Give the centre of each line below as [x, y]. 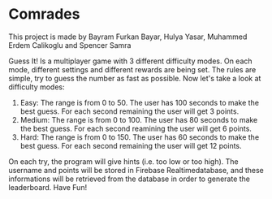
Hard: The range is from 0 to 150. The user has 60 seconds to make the [140, 137]
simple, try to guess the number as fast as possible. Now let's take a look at [135, 78]
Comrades [44, 14]
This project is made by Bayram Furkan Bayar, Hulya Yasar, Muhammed [128, 37]
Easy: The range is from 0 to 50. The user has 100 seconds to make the [140, 102]
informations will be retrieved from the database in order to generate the [129, 179]
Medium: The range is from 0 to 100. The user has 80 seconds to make [139, 119]
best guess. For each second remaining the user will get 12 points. [131, 145]
